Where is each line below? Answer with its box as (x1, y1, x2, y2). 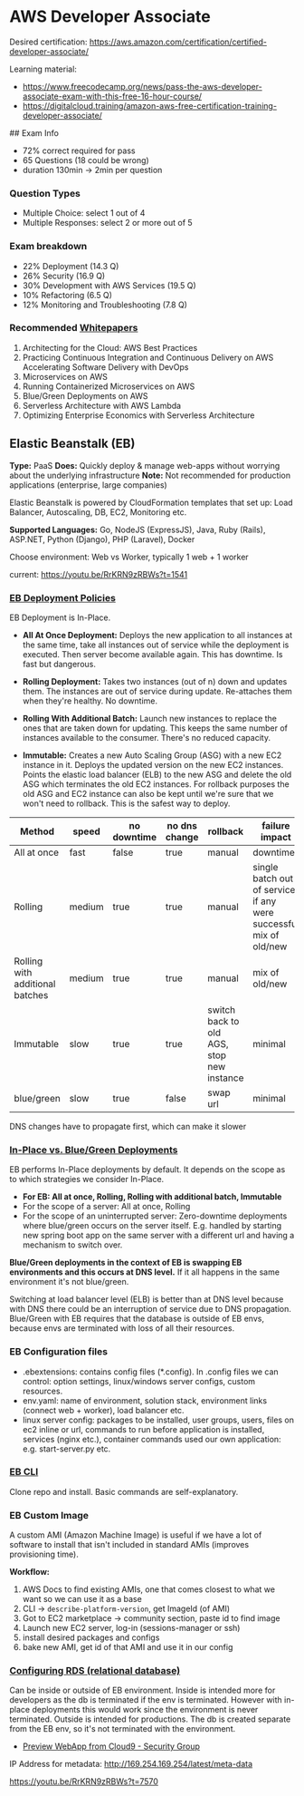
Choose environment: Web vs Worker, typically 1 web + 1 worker (9, 551, 249, 562)
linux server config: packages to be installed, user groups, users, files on (22, 1414, 295, 1425)
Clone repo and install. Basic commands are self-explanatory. (9, 1486, 239, 1497)
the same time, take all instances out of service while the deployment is (22, 639, 290, 650)
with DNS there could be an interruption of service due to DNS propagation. (9, 1304, 292, 1315)
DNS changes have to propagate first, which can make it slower (9, 1121, 247, 1131)
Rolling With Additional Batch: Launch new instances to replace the (22, 713, 278, 723)
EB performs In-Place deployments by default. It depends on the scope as (9, 1164, 286, 1175)
